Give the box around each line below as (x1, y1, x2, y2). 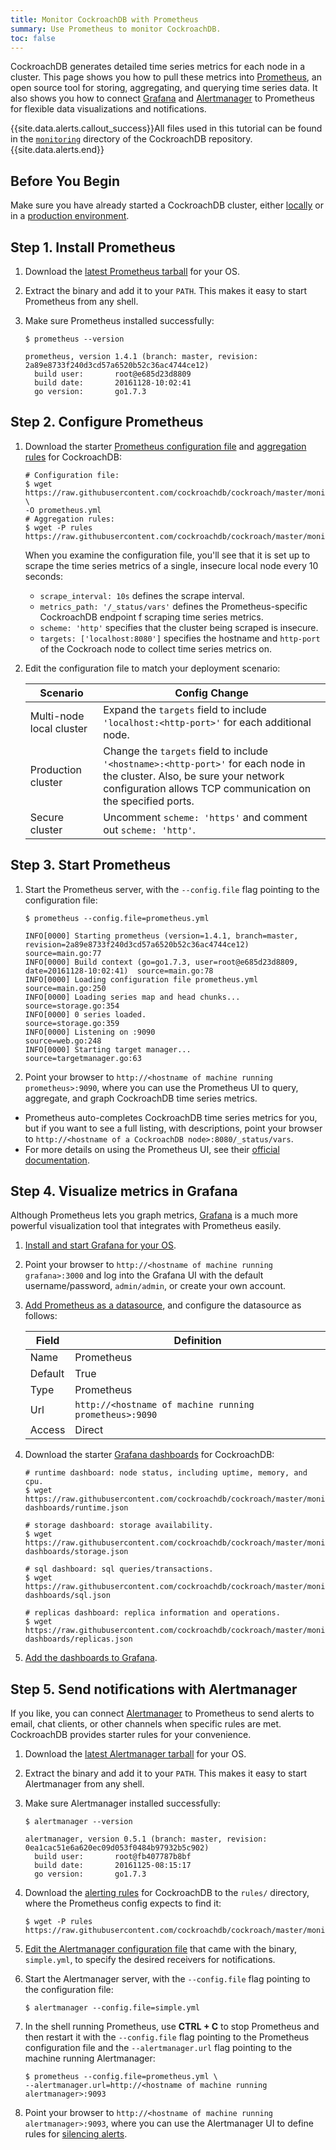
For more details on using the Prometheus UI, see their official (24, 1143, 280, 1155)
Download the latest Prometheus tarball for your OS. (24, 266, 241, 277)
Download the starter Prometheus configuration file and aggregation (24, 440, 307, 452)
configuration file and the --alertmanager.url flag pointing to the (24, 2042, 293, 2054)
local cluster (29, 721, 88, 735)
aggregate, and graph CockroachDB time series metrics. (24, 1092, 258, 1104)
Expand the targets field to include (103, 702, 267, 716)
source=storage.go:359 (24, 1018, 120, 1028)
